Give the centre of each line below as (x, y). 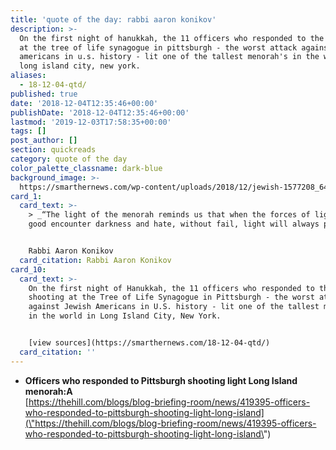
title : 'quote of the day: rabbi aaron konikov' (113, 19)
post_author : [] (44, 141)
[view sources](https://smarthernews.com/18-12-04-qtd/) (149, 343)
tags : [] (28, 131)
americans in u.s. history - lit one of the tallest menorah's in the (169, 57)
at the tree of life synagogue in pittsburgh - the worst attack (158, 47)
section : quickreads (53, 150)
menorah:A (48, 391)
